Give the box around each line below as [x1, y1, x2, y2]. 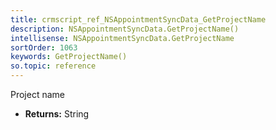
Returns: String [24, 108, 90, 120]
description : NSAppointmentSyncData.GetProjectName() [10, 24, 240, 34]
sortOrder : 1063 [10, 42, 78, 53]
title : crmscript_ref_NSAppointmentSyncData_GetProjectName [10, 14, 267, 25]
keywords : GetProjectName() [10, 52, 128, 62]
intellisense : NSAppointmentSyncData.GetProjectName [10, 33, 235, 43]
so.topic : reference [10, 61, 97, 71]
